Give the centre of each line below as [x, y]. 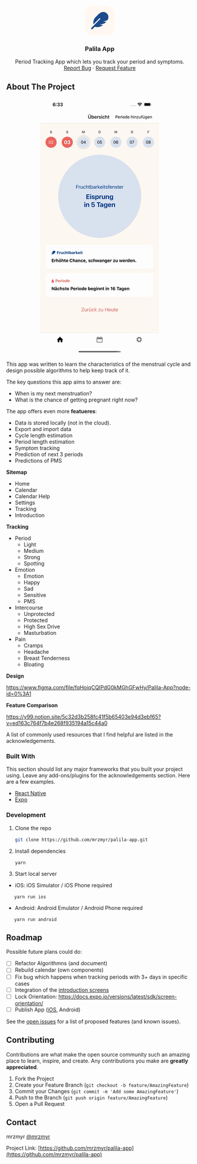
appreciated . [22, 1067]
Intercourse [29, 608]
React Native [30, 793]
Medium [34, 551]
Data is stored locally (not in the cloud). [63, 423]
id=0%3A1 [19, 694]
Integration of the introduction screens [62, 990]
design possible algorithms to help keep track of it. [68, 371]
